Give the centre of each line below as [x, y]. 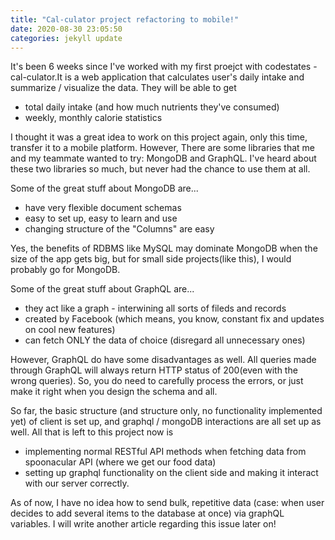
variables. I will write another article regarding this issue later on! [143, 524]
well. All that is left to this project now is [92, 432]
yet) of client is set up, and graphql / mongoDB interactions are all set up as [166, 422]
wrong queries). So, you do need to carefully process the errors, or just [157, 381]
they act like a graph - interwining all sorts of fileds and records [155, 308]
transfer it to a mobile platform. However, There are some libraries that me [163, 148]
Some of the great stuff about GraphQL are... [102, 289]
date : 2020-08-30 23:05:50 [66, 29]
